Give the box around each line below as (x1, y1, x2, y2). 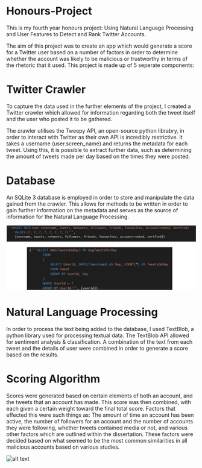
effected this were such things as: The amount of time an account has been (6, 411, 194, 419)
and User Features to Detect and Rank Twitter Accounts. (6, 30, 147, 37)
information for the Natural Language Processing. (6, 213, 130, 220)
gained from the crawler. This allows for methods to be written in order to (6, 200, 188, 207)
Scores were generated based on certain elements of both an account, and (6, 392, 193, 399)
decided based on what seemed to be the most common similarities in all (6, 437, 188, 444)
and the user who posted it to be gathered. (6, 115, 113, 122)
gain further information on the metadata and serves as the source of (6, 206, 178, 213)
